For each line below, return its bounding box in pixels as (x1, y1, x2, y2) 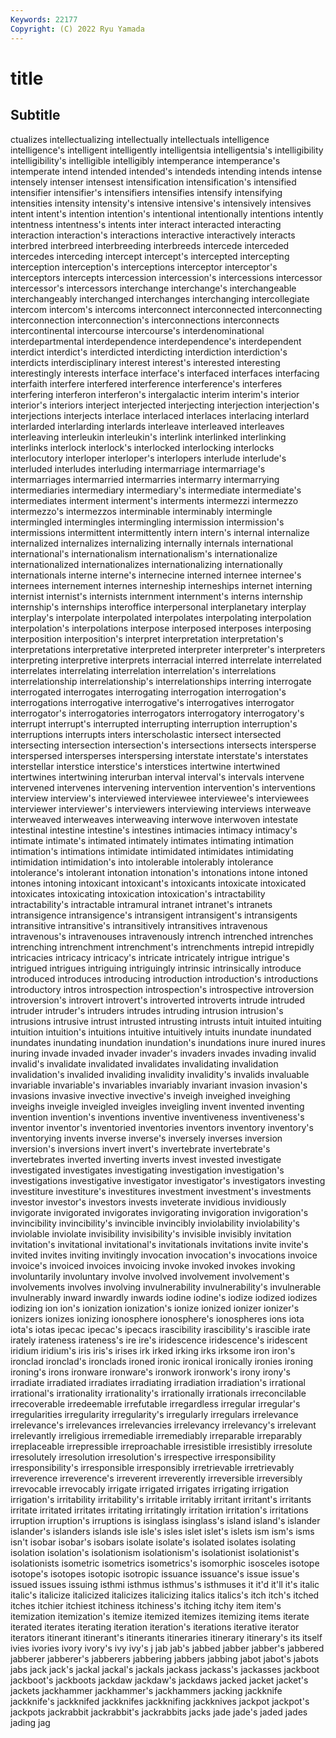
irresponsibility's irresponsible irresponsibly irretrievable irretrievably (10, 1461, 295, 1473)
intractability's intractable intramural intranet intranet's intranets (10, 898, 273, 910)
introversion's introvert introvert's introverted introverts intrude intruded (10, 994, 306, 1006)
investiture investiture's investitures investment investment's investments (10, 1185, 312, 1197)
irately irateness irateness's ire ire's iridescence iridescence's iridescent (10, 1334, 308, 1346)
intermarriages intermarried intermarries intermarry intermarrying (10, 473, 280, 485)
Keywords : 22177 (10, 14, 78, 25)
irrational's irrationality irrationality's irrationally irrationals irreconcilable (10, 1387, 307, 1399)
